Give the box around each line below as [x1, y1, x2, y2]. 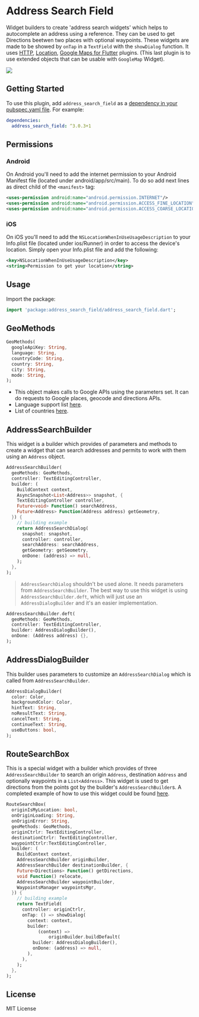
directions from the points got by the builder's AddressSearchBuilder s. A [6, 783, 182, 791]
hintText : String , [11, 705, 57, 711]
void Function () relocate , [17, 873, 84, 879]
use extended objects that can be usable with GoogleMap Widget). [6, 55, 165, 62]
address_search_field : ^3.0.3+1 [11, 123, 92, 129]
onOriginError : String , [11, 818, 70, 824]
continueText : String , [11, 721, 68, 728]
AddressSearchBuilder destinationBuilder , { [17, 862, 129, 868]
